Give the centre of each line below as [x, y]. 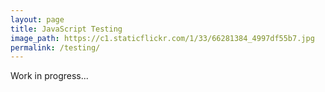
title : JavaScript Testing [66, 29]
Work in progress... [49, 76]
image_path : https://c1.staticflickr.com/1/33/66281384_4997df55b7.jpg [162, 38]
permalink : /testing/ [55, 47]
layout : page [37, 19]
